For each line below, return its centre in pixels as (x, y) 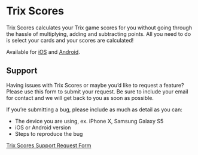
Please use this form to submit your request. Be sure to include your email (97, 92)
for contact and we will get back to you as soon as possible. (80, 98)
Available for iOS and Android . (43, 51)
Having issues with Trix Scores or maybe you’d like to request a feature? (95, 85)
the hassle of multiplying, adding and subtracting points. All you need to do (99, 34)
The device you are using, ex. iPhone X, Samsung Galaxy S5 (89, 121)
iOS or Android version (43, 127)
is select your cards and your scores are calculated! (70, 40)
